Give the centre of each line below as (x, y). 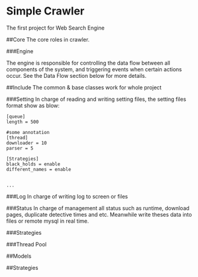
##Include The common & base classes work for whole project (84, 87)
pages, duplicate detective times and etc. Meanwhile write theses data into (99, 214)
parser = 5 (20, 148)
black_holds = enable (33, 164)
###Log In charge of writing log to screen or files (67, 196)
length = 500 (23, 122)
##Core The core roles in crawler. (48, 39)
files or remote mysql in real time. (48, 221)
